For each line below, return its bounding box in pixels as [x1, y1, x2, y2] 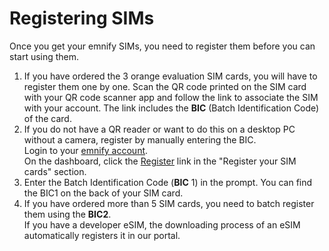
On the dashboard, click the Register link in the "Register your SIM [23, 155, 297, 167]
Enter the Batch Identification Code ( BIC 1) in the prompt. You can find [23, 176, 313, 188]
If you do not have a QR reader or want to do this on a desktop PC [23, 123, 296, 135]
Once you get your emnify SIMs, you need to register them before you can [9, 40, 316, 52]
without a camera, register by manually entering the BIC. [23, 133, 257, 146]
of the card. [23, 112, 72, 124]
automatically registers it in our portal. [23, 229, 181, 241]
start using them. [9, 50, 80, 62]
